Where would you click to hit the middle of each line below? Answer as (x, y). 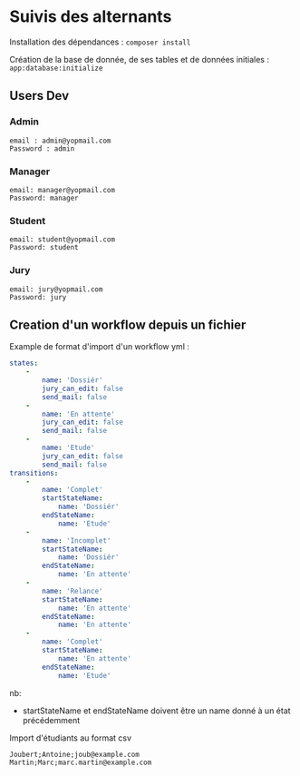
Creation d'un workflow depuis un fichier (128, 324)
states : (24, 363)
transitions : (34, 473)
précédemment (51, 720)
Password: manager (44, 198)
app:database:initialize (56, 68)
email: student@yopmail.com (63, 240)
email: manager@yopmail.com (63, 190)
